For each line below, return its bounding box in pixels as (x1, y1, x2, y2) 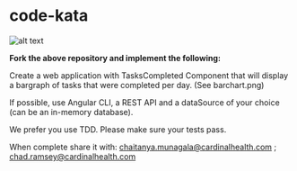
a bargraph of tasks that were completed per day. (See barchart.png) (9, 79, 265, 90)
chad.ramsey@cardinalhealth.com (9, 150, 136, 162)
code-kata (9, 5, 89, 26)
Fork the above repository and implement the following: (9, 52, 222, 63)
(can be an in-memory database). (9, 106, 134, 117)
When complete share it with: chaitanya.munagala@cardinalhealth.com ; (9, 141, 276, 152)
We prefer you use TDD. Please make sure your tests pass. (9, 123, 227, 135)
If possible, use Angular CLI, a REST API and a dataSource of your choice (9, 96, 280, 108)
